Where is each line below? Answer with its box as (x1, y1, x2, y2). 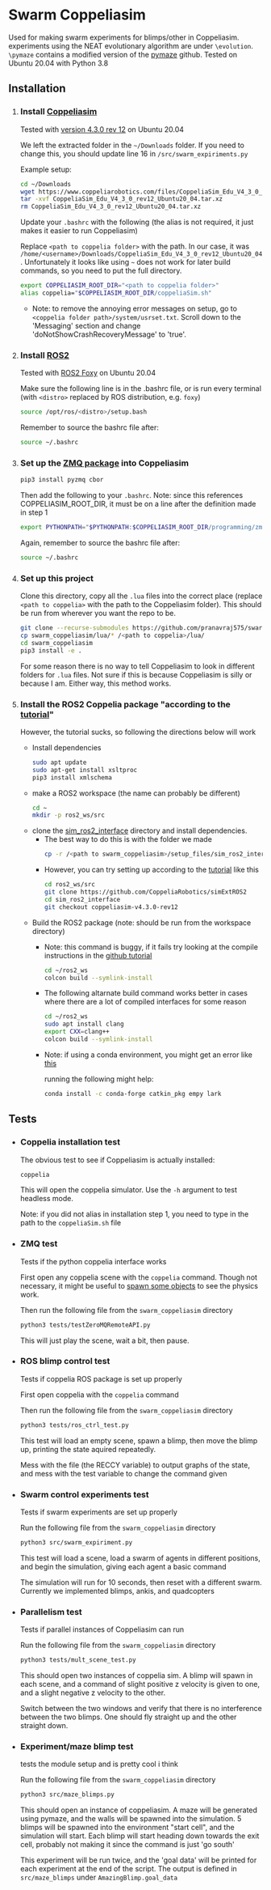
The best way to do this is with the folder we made (44, 835, 212, 844)
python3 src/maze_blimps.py (19, 1790, 115, 1799)
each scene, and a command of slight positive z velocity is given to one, (19, 1680, 261, 1689)
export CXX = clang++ (44, 1028, 110, 1036)
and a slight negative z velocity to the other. (19, 1688, 166, 1697)
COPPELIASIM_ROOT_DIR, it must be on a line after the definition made (19, 499, 256, 509)
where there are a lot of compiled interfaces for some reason (44, 997, 247, 1007)
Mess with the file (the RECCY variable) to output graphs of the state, (19, 1459, 251, 1470)
